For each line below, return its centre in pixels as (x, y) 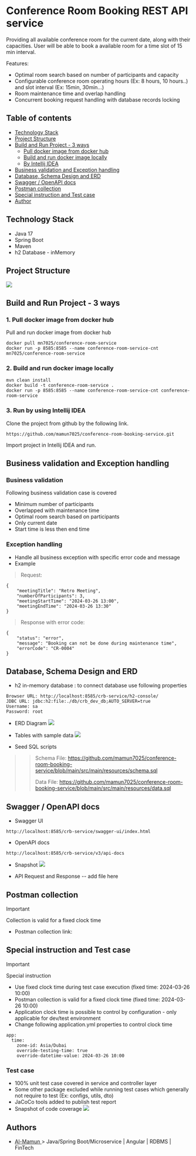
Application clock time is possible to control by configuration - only (96, 1012)
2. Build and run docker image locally (60, 368)
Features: (18, 63)
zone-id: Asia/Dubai (42, 1045)
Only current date (36, 523)
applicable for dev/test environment (58, 1018)
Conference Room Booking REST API (97, 11)
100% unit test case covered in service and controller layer (86, 1083)
